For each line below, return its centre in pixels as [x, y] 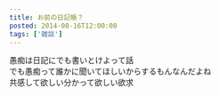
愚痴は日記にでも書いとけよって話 [71, 60]
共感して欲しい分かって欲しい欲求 [71, 83]
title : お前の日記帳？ [47, 17]
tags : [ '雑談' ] [36, 34]
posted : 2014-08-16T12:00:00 [63, 26]
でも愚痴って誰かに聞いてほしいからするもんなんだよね [110, 71]
